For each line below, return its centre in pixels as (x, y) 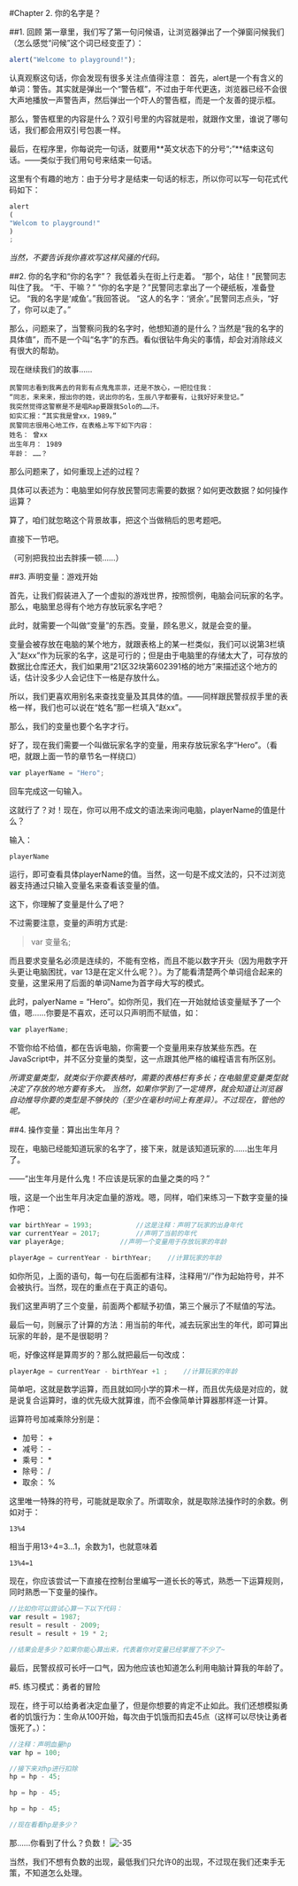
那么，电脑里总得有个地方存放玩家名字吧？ (87, 606)
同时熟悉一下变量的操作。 (56, 1592)
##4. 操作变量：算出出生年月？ (65, 1130)
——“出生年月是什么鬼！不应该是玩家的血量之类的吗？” (110, 1178)
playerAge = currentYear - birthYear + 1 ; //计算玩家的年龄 (123, 1371)
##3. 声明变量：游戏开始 (54, 577)
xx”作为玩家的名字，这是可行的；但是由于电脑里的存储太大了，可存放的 (158, 655)
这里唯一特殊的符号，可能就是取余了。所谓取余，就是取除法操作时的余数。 (145, 1501)
